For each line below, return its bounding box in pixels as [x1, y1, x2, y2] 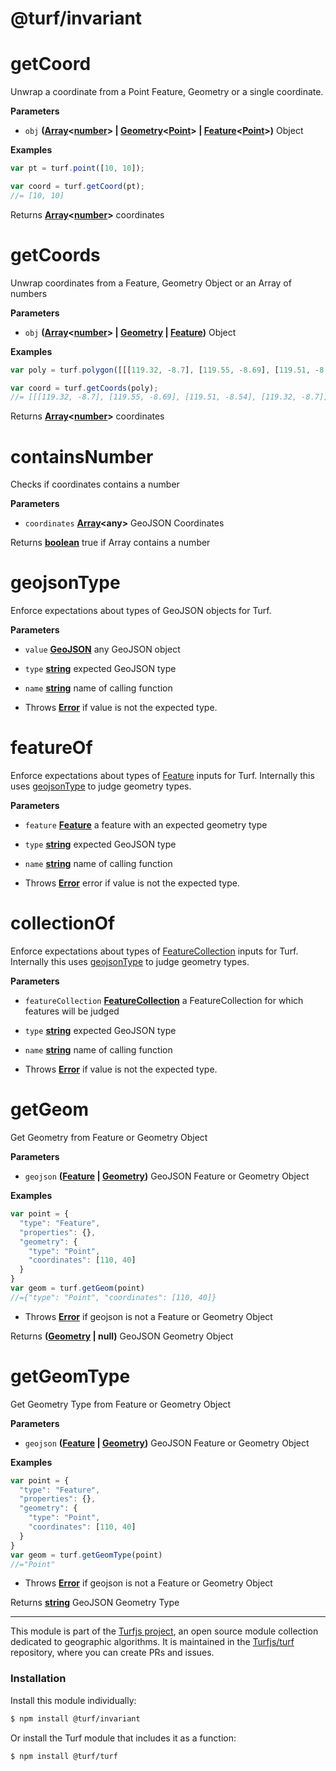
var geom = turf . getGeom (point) [10, 1283, 145, 1293]
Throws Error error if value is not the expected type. [24, 877, 240, 889]
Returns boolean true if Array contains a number [10, 537, 211, 549]
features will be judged [24, 1005, 120, 1017]
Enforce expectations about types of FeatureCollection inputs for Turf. [10, 945, 299, 957]
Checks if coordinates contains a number [10, 478, 180, 491]
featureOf [10, 737, 93, 759]
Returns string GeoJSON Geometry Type [10, 1597, 180, 1609]
